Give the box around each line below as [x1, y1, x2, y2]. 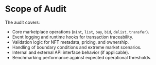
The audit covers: [5, 19, 40, 25]
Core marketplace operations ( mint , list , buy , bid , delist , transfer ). [12, 29, 150, 34]
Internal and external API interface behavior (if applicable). [12, 49, 130, 55]
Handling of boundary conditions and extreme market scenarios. [12, 44, 142, 50]
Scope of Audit [5, 3, 67, 15]
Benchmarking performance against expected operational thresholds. [12, 54, 152, 60]
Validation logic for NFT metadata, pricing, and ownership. [12, 39, 129, 45]
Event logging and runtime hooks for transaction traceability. [12, 34, 134, 40]
